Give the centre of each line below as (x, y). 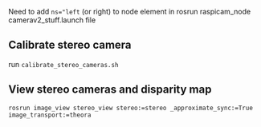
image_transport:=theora (50, 115)
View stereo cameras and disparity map (110, 90)
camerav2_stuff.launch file (52, 20)
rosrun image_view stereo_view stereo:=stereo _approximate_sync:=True (130, 108)
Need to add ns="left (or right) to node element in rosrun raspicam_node (130, 12)
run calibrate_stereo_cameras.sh (63, 64)
